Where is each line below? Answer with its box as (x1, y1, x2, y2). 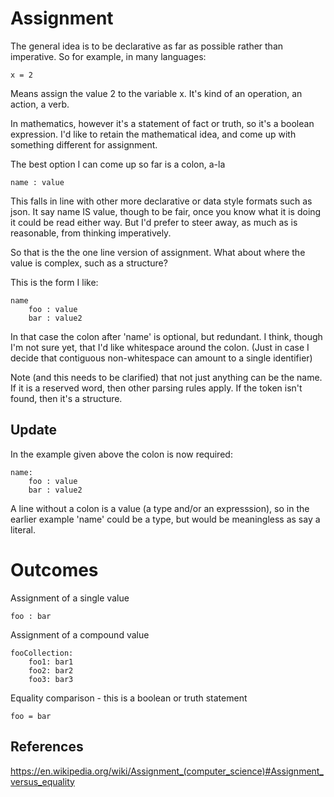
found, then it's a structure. (10, 392, 123, 404)
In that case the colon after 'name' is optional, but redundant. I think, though (10, 330, 323, 342)
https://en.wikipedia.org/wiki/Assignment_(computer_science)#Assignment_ (10, 765, 324, 777)
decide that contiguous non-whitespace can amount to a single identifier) (10, 352, 313, 364)
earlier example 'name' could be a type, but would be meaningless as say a (10, 513, 321, 525)
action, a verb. (10, 98, 70, 110)
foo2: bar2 (28, 665, 74, 676)
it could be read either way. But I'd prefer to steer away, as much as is (10, 216, 298, 228)
